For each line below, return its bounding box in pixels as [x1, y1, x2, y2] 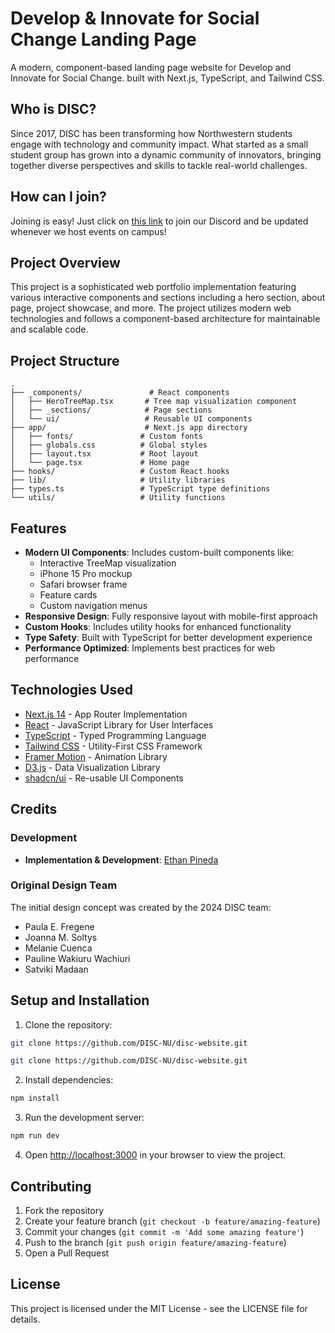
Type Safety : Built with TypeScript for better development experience [24, 632, 313, 643]
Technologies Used [10, 682, 133, 699]
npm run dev [10, 1131, 60, 1141]
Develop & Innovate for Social [10, 7, 260, 30]
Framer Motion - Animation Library [24, 750, 168, 762]
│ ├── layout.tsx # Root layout [10, 449, 199, 459]
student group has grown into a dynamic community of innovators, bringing [10, 148, 322, 161]
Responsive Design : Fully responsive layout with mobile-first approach [24, 610, 318, 622]
